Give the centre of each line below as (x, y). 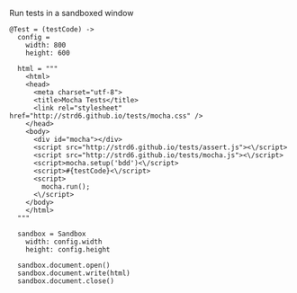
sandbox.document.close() (66, 281)
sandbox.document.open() (64, 265)
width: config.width (64, 242)
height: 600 (48, 53)
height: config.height (68, 250)
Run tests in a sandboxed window (72, 13)
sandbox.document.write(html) (74, 273)
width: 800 (46, 45)
